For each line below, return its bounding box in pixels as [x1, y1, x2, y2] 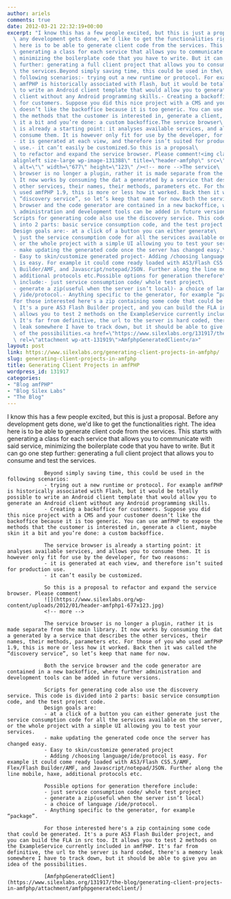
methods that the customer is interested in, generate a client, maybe [7, 524, 217, 531]
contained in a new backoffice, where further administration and [7, 669, 201, 675]
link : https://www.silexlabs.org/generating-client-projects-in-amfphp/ [7, 349, 220, 356]
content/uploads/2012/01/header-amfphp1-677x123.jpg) [7, 603, 165, 609]
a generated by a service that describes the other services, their [7, 632, 208, 640]
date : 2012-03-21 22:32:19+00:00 [7, 23, 103, 30]
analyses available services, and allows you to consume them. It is [7, 548, 211, 555]
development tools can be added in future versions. [7, 675, 162, 682]
